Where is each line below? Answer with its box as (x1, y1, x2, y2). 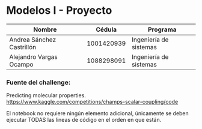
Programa (148, 25, 177, 34)
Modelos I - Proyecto (6, 4, 112, 17)
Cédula (96, 25, 117, 34)
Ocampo (9, 60, 34, 68)
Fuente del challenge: (6, 78, 71, 86)
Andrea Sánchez (9, 35, 57, 44)
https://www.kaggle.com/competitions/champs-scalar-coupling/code (6, 98, 179, 106)
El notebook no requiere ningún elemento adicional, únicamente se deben (6, 110, 189, 117)
